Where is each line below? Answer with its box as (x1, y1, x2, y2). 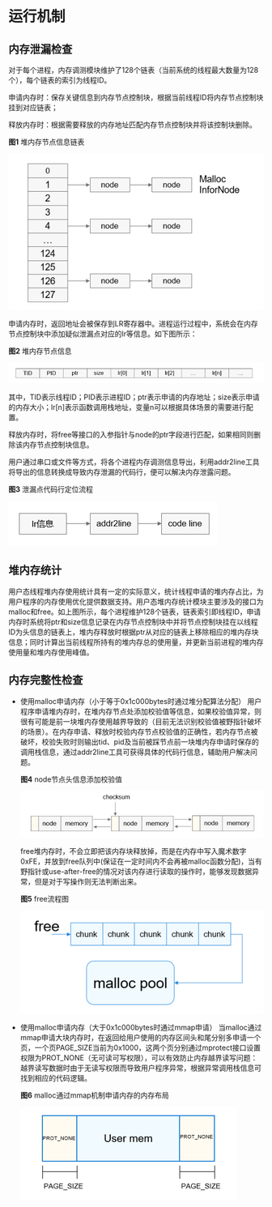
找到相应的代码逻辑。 (19, 1073, 91, 1083)
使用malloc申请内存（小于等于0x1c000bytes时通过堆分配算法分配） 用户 (19, 696, 262, 706)
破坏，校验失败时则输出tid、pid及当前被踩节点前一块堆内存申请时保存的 (19, 736, 259, 746)
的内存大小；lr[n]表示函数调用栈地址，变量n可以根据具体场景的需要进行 (8, 403, 247, 412)
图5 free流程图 (19, 894, 69, 903)
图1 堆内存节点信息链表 (8, 137, 85, 147)
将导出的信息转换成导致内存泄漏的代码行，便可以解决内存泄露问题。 (8, 467, 236, 477)
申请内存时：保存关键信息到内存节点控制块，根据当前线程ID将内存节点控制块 (8, 92, 264, 102)
